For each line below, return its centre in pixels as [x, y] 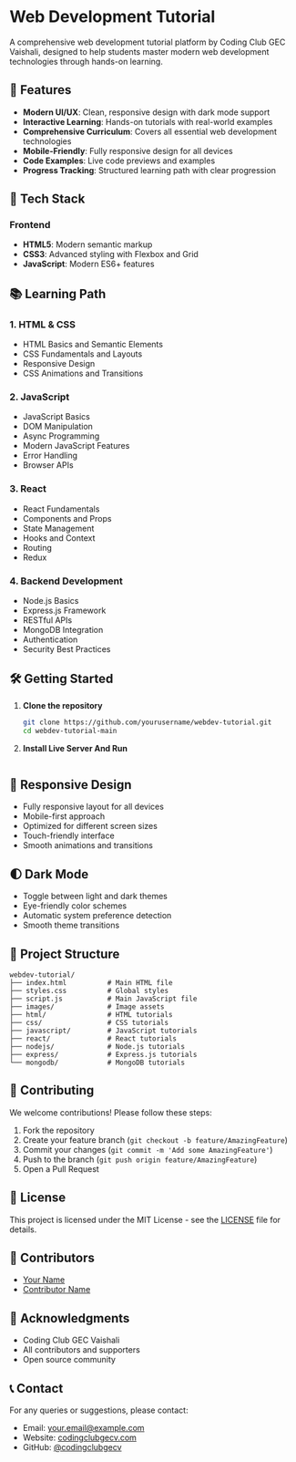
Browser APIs [48, 465]
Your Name [44, 1280]
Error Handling [50, 456]
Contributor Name [56, 1290]
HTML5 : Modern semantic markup [87, 244]
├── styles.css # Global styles [89, 991]
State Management [58, 528]
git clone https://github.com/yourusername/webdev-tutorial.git [147, 722]
